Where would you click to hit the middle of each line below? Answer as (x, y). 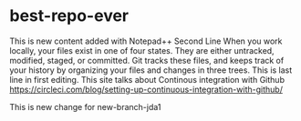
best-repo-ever (69, 16)
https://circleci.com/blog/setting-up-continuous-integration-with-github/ (146, 89)
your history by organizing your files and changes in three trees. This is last (151, 70)
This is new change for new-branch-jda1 (85, 106)
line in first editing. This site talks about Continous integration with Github (147, 79)
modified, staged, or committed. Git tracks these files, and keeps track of (147, 60)
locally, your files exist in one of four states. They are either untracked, (142, 50)
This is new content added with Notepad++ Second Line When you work (146, 41)
